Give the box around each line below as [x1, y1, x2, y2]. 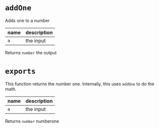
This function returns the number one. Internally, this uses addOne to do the [5, 81, 155, 87]
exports [5, 67, 36, 76]
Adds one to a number [5, 17, 50, 23]
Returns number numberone [5, 118, 59, 124]
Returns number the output [5, 49, 57, 55]
